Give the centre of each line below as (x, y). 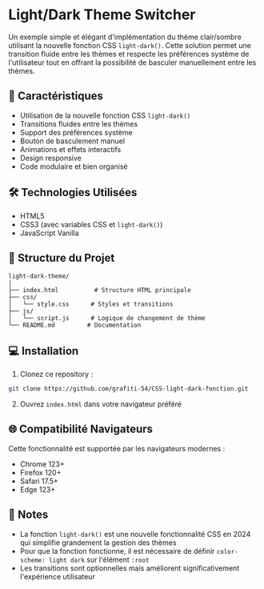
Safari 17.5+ (39, 481)
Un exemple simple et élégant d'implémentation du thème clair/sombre (125, 37)
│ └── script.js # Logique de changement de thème (107, 319)
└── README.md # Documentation (75, 326)
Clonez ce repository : (56, 375)
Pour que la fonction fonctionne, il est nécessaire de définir (117, 551)
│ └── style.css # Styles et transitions (91, 305)
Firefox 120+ (40, 472)
